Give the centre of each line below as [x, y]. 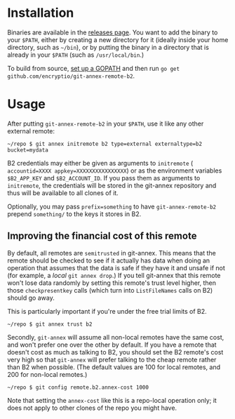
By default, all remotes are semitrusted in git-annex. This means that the [112, 253]
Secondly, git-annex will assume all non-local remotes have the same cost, [116, 337]
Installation [41, 13]
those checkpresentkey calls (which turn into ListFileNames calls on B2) [110, 290]
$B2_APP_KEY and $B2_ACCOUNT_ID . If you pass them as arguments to [104, 178]
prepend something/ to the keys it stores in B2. [74, 214]
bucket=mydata [28, 150]
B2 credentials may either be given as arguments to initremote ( [100, 163]
